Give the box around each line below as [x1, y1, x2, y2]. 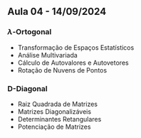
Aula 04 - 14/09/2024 [7, 6, 107, 18]
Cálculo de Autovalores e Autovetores [17, 58, 130, 67]
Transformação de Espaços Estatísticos [17, 43, 135, 52]
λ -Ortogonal [7, 27, 52, 37]
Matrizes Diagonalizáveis [17, 107, 91, 116]
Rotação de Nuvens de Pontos [17, 65, 108, 74]
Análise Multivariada [17, 51, 78, 59]
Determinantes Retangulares [17, 115, 102, 123]
